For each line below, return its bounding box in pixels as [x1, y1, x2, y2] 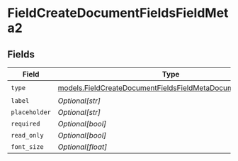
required [11, 120, 40, 128]
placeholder [11, 109, 52, 116]
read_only [11, 131, 44, 139]
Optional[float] [57, 142, 108, 152]
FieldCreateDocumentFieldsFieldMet [7, 5, 229, 21]
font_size [11, 143, 44, 150]
